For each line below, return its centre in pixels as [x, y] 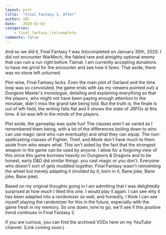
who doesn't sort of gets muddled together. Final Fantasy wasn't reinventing [83, 166]
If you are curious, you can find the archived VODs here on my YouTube [78, 222]
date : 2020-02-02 [25, 24]
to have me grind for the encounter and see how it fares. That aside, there [81, 67]
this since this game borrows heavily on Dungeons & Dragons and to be [78, 155]
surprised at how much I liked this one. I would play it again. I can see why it [83, 191]
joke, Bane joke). [22, 176]
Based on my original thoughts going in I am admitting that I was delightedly [83, 186]
